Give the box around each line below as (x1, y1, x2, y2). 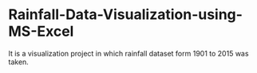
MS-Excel (8, 22, 74, 40)
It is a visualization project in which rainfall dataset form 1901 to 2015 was (8, 48, 249, 58)
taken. (8, 57, 30, 67)
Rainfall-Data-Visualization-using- (8, 6, 243, 24)
